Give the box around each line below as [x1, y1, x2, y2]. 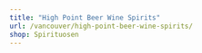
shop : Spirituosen [9, 30, 79, 39]
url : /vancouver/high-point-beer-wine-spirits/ [9, 22, 194, 31]
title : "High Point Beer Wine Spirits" [9, 13, 161, 22]
